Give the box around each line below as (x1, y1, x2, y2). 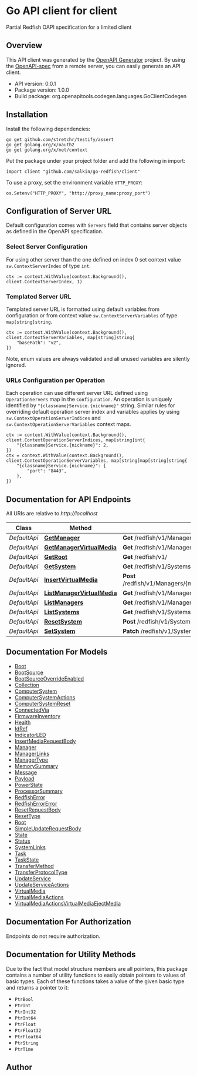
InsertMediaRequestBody (14, 738, 76, 745)
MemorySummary (14, 762, 59, 769)
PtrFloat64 (14, 1034, 42, 1040)
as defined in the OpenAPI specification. (6, 228, 104, 235)
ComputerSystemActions (14, 693, 76, 700)
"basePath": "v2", (16, 340, 62, 346)
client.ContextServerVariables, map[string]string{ (6, 334, 135, 340)
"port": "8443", (27, 468, 67, 474)
